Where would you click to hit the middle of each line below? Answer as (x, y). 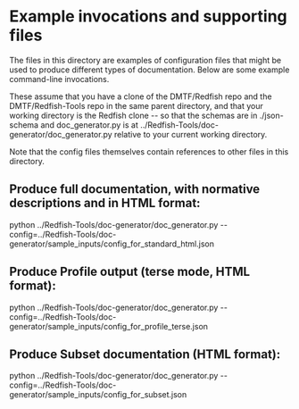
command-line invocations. (59, 79)
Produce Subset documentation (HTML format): (145, 354)
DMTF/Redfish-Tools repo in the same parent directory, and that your (136, 105)
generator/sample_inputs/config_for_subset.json (98, 395)
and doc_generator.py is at (89, 125)
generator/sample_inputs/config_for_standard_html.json (112, 244)
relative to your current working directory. (191, 134)
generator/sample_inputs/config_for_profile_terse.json (108, 326)
